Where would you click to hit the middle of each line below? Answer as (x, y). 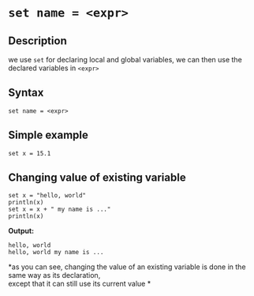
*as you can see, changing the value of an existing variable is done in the (127, 267)
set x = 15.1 (30, 153)
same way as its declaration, (54, 275)
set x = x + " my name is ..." (60, 210)
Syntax (26, 93)
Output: (21, 231)
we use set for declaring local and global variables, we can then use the (125, 60)
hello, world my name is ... (56, 253)
